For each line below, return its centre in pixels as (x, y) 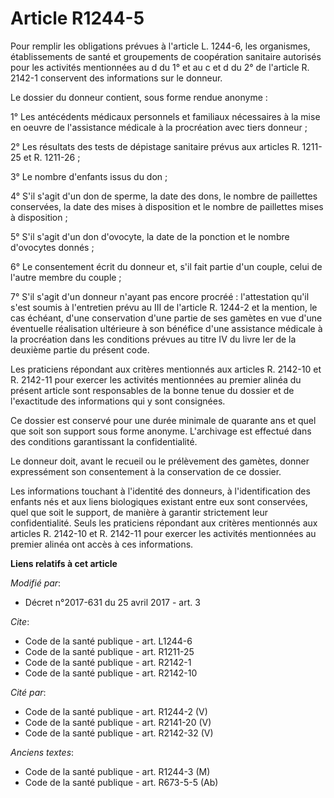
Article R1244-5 (77, 18)
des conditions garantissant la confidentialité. (104, 441)
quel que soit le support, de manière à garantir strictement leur (139, 512)
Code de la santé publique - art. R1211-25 (109, 651)
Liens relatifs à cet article (64, 563)
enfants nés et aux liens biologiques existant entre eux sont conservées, (159, 501)
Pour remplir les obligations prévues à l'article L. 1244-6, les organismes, (160, 46)
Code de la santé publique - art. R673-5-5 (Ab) (121, 782)
